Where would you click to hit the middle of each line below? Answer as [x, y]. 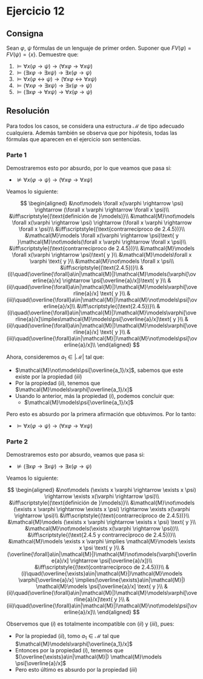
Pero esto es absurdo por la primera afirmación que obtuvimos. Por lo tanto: [101, 414]
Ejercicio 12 [35, 11]
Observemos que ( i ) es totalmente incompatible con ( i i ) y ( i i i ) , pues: [90, 624]
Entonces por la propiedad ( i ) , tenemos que [69, 650]
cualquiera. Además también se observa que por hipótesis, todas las [92, 133]
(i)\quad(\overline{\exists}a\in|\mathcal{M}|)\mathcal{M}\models [102, 574]
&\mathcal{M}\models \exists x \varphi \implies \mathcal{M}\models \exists [102, 542]
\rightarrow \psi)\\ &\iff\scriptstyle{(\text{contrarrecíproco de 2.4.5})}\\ [102, 515]
